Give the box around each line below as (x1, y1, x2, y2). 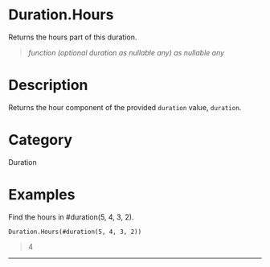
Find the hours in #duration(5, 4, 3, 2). (8, 212, 134, 222)
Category (8, 131, 73, 150)
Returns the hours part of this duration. (8, 32, 137, 42)
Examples (8, 186, 76, 203)
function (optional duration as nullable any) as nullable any (27, 47, 225, 57)
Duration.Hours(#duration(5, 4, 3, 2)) (8, 228, 142, 236)
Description (8, 76, 88, 94)
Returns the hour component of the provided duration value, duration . (8, 102, 242, 112)
